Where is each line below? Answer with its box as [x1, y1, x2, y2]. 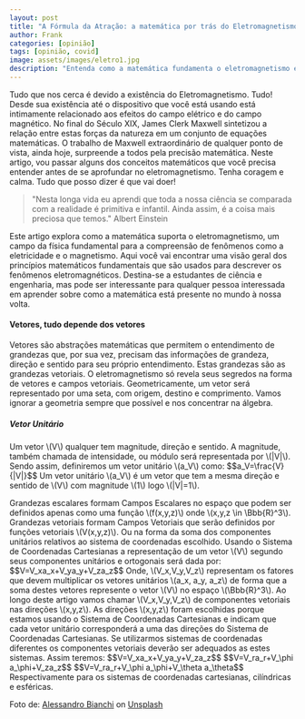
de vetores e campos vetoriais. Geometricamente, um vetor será [9, 379, 251, 390]
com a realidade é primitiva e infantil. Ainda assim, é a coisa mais [31, 203, 275, 214]
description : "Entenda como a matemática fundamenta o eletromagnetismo [9, 65, 290, 74]
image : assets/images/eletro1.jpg [9, 56, 141, 65]
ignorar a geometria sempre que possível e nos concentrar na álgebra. [9, 398, 274, 409]
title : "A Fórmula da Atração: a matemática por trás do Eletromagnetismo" [9, 22, 302, 31]
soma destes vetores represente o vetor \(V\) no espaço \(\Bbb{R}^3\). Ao [9, 584, 287, 596]
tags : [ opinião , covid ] [9, 47, 100, 56]
